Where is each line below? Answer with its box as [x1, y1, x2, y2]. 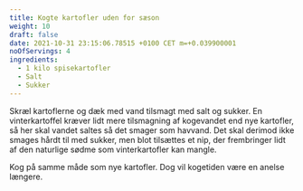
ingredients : [9, 55, 59, 64]
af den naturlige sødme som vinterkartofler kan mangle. [9, 144, 217, 155]
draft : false [9, 30, 59, 39]
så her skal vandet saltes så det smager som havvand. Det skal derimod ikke [9, 124, 295, 136]
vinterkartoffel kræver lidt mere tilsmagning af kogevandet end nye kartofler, [9, 115, 294, 126]
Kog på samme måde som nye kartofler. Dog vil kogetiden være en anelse [9, 161, 285, 172]
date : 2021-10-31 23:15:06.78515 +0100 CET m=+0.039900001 [9, 38, 237, 48]
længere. [9, 171, 43, 182]
